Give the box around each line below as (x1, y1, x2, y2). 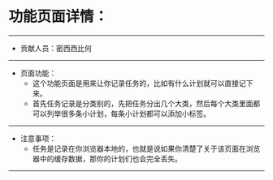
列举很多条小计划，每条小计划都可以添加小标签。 (46, 109, 211, 118)
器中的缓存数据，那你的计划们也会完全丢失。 (32, 153, 183, 163)
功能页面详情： (8, 7, 109, 26)
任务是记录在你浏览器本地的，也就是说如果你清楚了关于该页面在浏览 (32, 144, 261, 153)
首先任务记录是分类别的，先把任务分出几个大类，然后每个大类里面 (32, 98, 253, 108)
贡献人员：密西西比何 (19, 43, 92, 53)
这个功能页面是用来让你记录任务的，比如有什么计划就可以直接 (32, 78, 240, 88)
